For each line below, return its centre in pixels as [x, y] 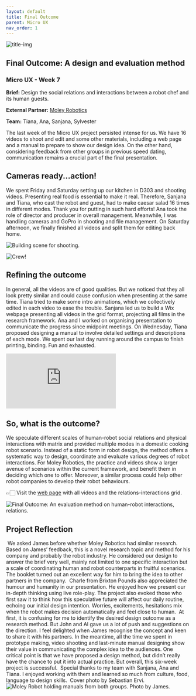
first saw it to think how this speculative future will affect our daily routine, [95, 599]
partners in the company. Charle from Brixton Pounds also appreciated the [97, 580]
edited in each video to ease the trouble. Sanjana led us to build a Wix [90, 308]
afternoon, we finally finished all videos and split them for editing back [91, 228]
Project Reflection [39, 529]
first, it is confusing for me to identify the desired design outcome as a [91, 618]
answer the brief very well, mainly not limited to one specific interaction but [97, 562]
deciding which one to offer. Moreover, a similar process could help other [94, 475]
